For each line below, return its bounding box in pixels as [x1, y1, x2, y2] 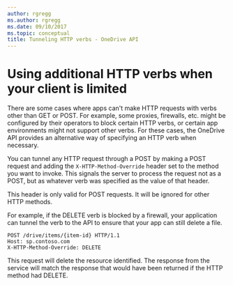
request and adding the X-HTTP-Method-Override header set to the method [7, 162, 219, 171]
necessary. [7, 141, 40, 150]
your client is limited [7, 81, 128, 97]
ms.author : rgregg [7, 17, 61, 24]
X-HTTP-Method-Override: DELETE [7, 245, 101, 252]
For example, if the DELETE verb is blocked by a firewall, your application [7, 211, 218, 219]
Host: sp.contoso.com [7, 238, 70, 245]
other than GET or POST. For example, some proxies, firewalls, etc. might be [7, 111, 226, 120]
